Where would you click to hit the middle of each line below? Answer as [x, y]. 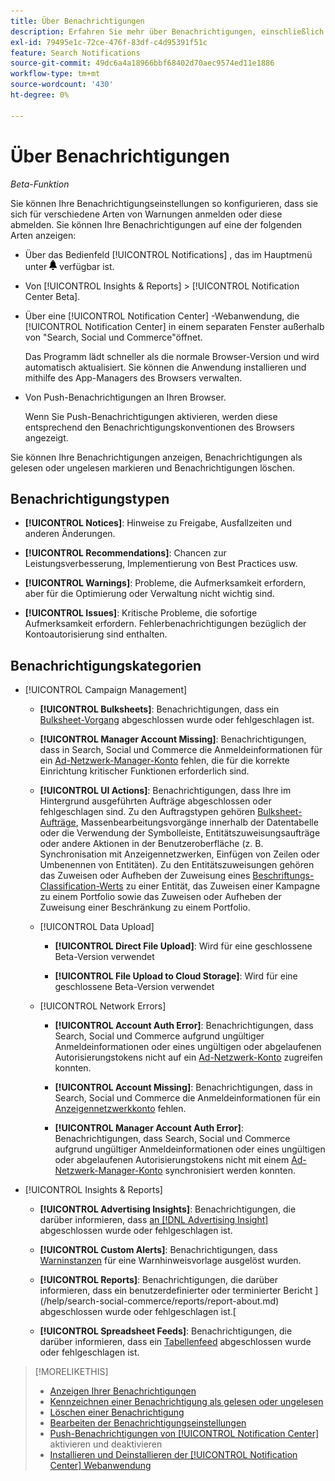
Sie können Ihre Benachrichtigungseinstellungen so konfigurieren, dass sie [164, 203]
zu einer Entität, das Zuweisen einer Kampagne [223, 886]
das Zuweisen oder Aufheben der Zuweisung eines [145, 876]
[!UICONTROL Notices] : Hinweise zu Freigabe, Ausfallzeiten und [158, 523]
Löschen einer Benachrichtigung [117, 1412]
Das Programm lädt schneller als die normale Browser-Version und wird [172, 356]
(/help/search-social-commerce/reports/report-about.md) [159, 1301]
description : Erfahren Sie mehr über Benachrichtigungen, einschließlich [167, 31]
